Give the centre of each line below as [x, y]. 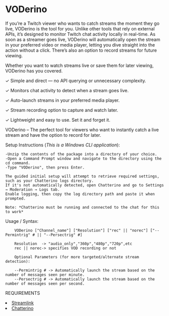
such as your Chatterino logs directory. [50, 181]
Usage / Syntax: [22, 221]
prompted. [16, 199]
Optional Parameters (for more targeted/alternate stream [77, 257]
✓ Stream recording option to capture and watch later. [62, 110]
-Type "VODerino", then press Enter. [45, 167]
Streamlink [23, 303]
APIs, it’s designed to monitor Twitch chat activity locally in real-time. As [80, 34]
